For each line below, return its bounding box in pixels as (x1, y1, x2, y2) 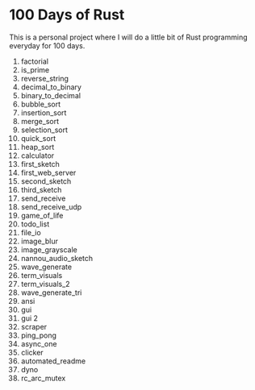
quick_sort (20, 133, 56, 143)
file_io (20, 227, 41, 237)
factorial (20, 56, 49, 66)
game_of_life (20, 210, 64, 220)
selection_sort (20, 125, 68, 135)
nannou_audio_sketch (20, 253, 94, 263)
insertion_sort (20, 107, 67, 118)
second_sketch (20, 176, 72, 186)
